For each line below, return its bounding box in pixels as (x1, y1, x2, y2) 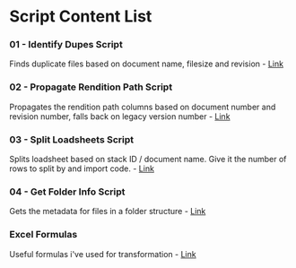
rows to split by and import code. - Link (9, 163, 155, 174)
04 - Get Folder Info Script (9, 186, 126, 198)
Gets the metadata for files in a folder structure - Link (9, 206, 206, 217)
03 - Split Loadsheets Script (9, 133, 135, 145)
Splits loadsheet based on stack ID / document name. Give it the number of (9, 154, 287, 165)
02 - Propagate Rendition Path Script (9, 81, 173, 93)
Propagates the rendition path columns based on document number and (9, 101, 276, 112)
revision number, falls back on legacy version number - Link (9, 110, 231, 122)
